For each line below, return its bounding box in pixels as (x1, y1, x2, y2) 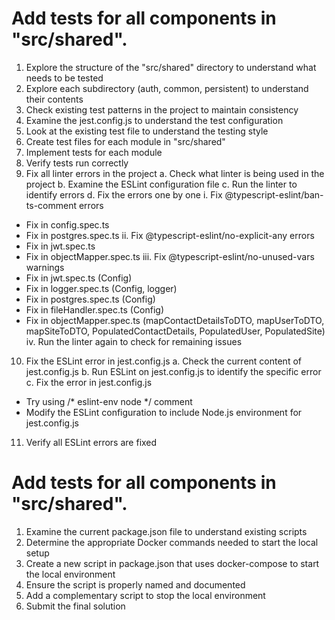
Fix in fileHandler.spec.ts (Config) (25, 303, 165, 316)
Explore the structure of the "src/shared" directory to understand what (25, 61, 317, 73)
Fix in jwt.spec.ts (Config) (25, 272, 133, 284)
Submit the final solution (25, 600, 126, 612)
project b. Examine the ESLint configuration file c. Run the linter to (25, 178, 298, 190)
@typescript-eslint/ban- (224, 188, 324, 201)
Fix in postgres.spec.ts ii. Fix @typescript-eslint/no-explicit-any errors (25, 229, 315, 241)
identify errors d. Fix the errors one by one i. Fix (25, 188, 223, 201)
